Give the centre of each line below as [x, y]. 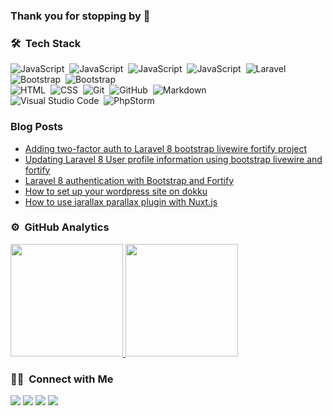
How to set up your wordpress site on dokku [116, 191]
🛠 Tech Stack [46, 43]
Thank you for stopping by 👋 [80, 16]
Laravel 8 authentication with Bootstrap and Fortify [129, 180]
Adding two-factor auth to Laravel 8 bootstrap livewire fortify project [166, 148]
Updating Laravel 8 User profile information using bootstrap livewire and [173, 159]
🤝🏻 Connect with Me [62, 379]
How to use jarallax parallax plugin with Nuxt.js [121, 201]
